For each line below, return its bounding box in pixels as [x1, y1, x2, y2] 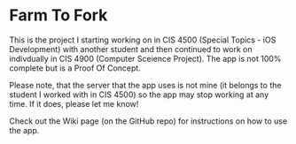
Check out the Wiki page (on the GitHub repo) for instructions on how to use [9, 116, 288, 126]
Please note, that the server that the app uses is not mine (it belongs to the [9, 80, 282, 90]
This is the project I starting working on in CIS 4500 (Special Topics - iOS [9, 34, 277, 45]
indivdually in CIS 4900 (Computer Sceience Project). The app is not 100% [9, 53, 282, 64]
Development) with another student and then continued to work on [9, 43, 253, 54]
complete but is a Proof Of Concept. [9, 63, 142, 73]
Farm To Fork [9, 5, 108, 26]
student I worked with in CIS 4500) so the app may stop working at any [9, 89, 269, 100]
